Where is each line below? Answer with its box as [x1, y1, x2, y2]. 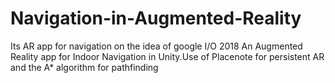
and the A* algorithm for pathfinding [10, 61, 159, 73]
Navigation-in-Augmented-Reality [10, 7, 302, 30]
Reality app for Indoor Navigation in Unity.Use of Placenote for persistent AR [10, 50, 325, 62]
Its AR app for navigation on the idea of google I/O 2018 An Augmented [10, 40, 303, 52]
